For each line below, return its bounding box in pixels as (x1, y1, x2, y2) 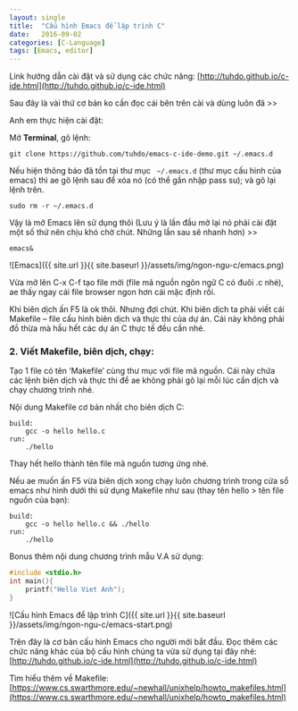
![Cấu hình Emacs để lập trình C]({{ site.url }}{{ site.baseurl (9, 609, 226, 620)
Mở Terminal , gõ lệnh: (9, 132, 91, 143)
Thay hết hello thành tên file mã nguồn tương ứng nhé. (9, 458, 210, 470)
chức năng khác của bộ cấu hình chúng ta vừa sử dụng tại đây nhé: (9, 646, 257, 656)
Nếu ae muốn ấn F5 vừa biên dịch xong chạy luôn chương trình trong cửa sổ (9, 476, 289, 487)
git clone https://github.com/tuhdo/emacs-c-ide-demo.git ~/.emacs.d (9, 149, 274, 159)
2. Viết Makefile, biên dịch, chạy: (9, 345, 154, 358)
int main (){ (9, 577, 54, 586)
